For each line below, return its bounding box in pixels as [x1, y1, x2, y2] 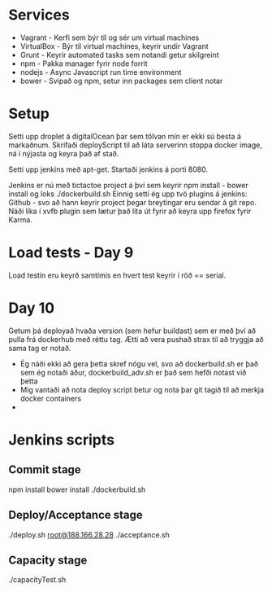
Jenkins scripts [8, 430, 115, 449]
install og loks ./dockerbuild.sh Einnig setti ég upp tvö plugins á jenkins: [8, 189, 248, 199]
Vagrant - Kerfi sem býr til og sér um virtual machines [19, 33, 200, 42]
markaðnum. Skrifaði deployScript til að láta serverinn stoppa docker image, [8, 140, 262, 150]
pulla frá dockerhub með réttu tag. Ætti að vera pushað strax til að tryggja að [8, 334, 264, 344]
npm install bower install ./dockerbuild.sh [8, 485, 146, 494]
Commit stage [8, 463, 81, 477]
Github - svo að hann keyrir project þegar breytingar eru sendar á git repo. [8, 197, 257, 207]
